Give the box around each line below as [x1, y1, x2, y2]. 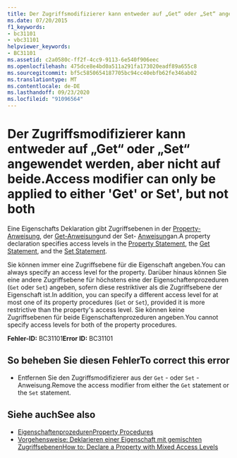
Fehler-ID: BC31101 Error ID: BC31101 [7, 334, 114, 342]
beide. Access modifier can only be [7, 171, 217, 187]
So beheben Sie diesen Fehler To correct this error [7, 354, 230, 367]
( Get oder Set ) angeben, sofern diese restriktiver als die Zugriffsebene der [7, 283, 223, 291]
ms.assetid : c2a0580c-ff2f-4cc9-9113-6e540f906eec [7, 56, 159, 64]
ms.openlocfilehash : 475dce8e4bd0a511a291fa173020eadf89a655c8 [7, 63, 197, 70]
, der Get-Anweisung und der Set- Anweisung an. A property [39, 231, 211, 240]
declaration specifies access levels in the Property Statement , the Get [7, 239, 210, 248]
